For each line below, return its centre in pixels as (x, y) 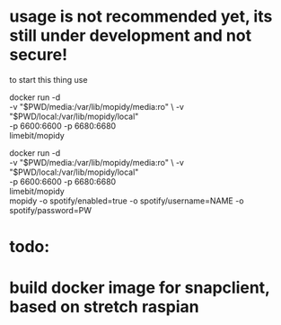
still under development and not (131, 36)
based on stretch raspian (104, 307)
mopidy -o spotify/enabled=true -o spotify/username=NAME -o (127, 201)
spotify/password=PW (51, 210)
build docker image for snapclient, (140, 288)
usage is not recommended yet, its (141, 17)
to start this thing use (48, 79)
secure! (39, 55)
